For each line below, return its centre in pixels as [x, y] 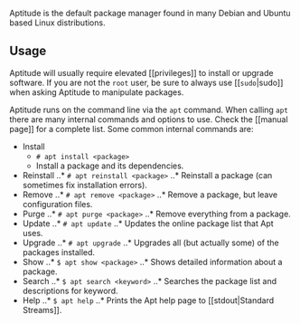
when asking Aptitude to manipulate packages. [97, 92]
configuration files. [57, 204]
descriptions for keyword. [70, 291]
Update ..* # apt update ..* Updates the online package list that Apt [148, 223]
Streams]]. [42, 310]
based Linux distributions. [57, 23]
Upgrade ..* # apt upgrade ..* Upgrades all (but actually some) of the [150, 243]
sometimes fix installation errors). [84, 185]
